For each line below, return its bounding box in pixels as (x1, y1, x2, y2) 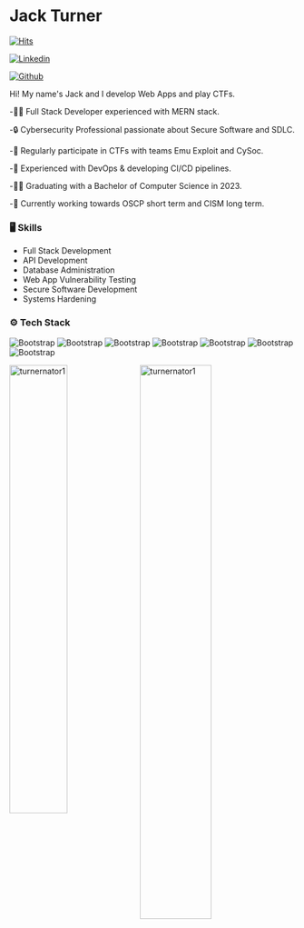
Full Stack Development (22, 245, 112, 256)
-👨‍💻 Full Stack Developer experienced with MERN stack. (9, 105, 221, 116)
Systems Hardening (22, 294, 97, 304)
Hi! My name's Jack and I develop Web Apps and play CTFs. (9, 88, 236, 99)
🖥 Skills (9, 221, 43, 234)
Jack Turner (9, 5, 103, 26)
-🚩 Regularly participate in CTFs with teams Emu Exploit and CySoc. (9, 145, 264, 155)
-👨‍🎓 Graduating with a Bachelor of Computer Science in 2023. (9, 180, 242, 191)
